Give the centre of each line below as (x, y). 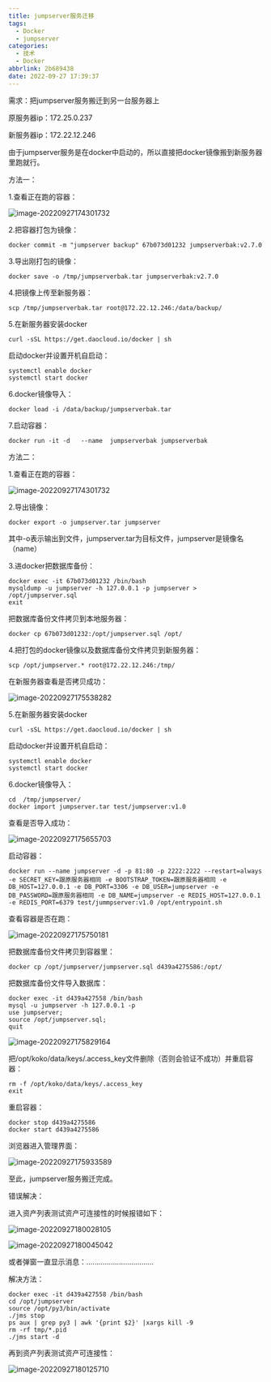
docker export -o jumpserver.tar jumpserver (85, 522)
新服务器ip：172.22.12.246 (52, 135)
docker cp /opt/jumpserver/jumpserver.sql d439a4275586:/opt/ (115, 967)
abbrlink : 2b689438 (41, 69)
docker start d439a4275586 (54, 1129)
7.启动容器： (29, 425)
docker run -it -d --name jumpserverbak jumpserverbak (108, 440)
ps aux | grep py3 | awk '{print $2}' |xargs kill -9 (101, 1323)
